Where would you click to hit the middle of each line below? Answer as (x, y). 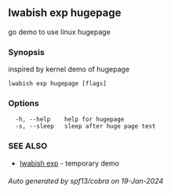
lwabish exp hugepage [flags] (58, 84)
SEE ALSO (28, 146)
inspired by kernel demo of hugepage (69, 69)
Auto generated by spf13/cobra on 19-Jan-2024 (86, 181)
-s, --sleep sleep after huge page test (85, 126)
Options (24, 104)
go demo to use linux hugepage (60, 31)
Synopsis (26, 52)
